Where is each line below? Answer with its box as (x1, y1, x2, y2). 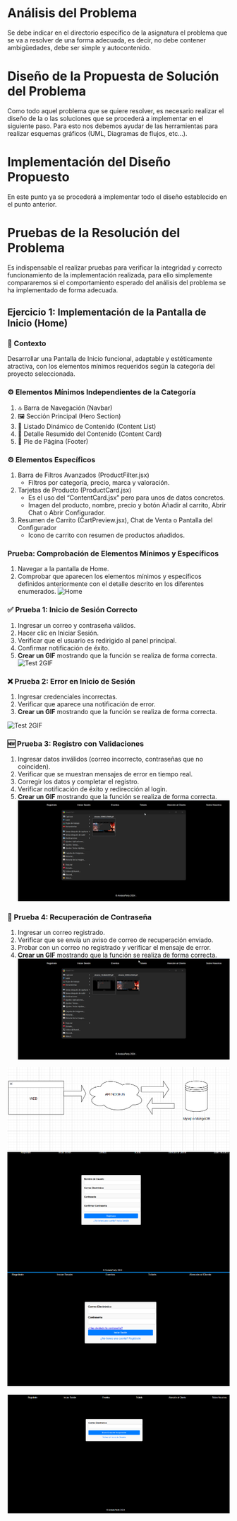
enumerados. (17, 587, 56, 596)
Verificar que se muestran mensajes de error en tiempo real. (17, 770, 193, 779)
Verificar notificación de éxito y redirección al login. (17, 785, 168, 793)
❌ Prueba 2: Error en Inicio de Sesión (7, 676, 135, 686)
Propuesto (7, 169, 70, 185)
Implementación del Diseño (7, 154, 171, 171)
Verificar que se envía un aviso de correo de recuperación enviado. (17, 936, 214, 944)
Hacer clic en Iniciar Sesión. (17, 629, 99, 637)
